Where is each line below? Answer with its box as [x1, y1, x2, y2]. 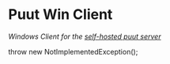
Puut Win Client [8, 6, 113, 24]
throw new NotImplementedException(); [8, 47, 138, 56]
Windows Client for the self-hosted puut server [8, 32, 161, 41]
